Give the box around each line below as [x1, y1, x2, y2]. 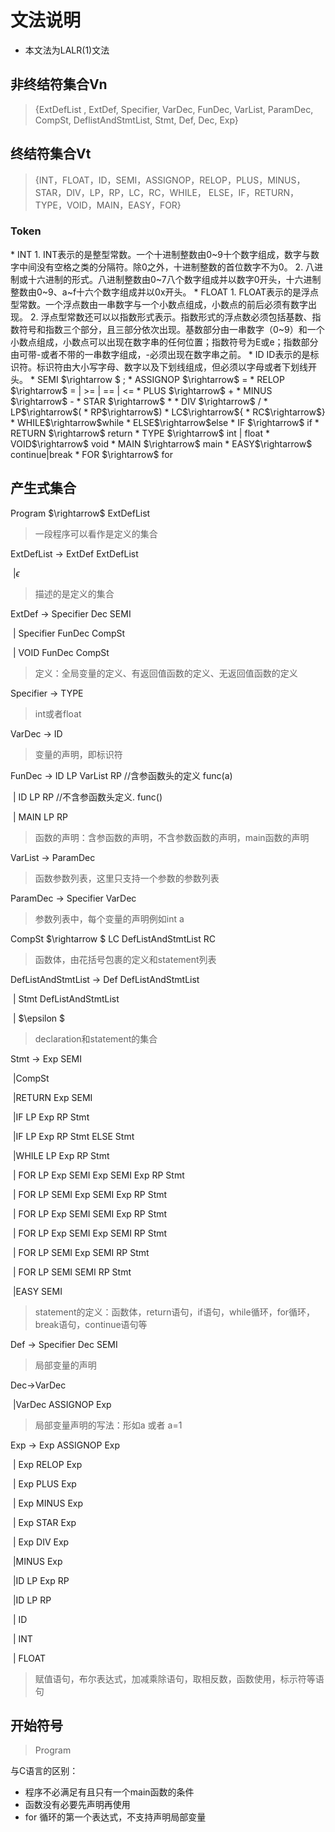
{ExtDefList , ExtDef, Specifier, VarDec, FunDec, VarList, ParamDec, [34, 103, 314, 115]
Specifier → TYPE [10, 687, 84, 699]
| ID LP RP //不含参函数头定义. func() [12, 791, 163, 803]
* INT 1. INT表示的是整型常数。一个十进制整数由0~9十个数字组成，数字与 [10, 248, 312, 260]
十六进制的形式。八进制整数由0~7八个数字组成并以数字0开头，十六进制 [27, 273, 322, 285]
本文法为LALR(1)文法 [24, 44, 110, 56]
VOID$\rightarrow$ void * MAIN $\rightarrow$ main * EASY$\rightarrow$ [10, 437, 313, 450]
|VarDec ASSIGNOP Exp [12, 1398, 112, 1410]
